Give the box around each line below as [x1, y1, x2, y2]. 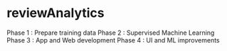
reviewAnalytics [6, 5, 105, 21]
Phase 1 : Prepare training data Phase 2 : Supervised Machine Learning [6, 28, 215, 37]
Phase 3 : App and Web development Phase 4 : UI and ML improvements [6, 35, 220, 44]
